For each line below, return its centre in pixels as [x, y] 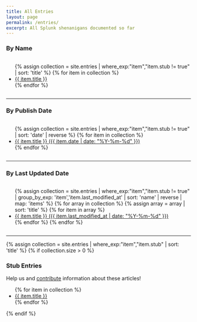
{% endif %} [21, 314]
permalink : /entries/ [33, 22]
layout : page [22, 17]
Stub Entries [24, 266]
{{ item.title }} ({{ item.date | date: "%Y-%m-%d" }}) [77, 141]
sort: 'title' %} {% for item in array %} [60, 210]
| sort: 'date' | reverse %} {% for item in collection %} [79, 135]
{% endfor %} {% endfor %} [49, 222]
